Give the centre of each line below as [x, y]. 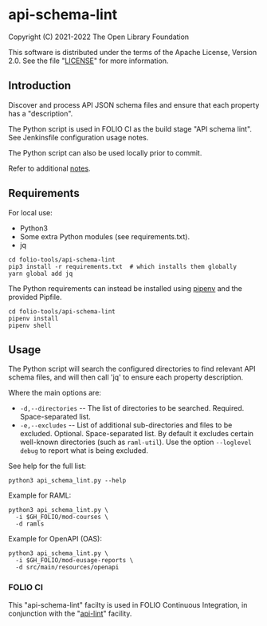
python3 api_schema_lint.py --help [67, 481]
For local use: [31, 212]
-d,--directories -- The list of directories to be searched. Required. [132, 408]
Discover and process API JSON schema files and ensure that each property [134, 104]
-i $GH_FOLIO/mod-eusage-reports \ [75, 561]
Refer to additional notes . [49, 168]
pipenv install [33, 318]
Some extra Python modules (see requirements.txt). [104, 236]
